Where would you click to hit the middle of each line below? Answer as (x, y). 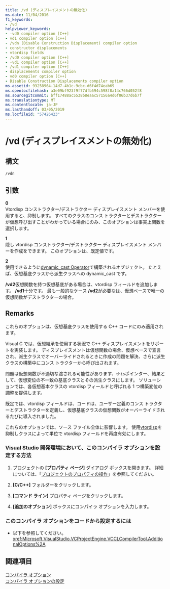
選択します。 (19, 228)
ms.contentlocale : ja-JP (31, 105)
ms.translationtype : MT (30, 100)
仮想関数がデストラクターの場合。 (41, 297)
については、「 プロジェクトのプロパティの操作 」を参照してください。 (84, 474)
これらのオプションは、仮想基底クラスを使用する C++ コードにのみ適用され (84, 326)
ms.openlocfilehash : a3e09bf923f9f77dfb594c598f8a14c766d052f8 (74, 91)
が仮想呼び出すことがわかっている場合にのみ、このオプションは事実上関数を (85, 222)
